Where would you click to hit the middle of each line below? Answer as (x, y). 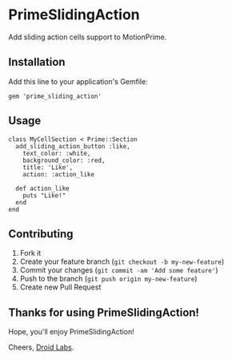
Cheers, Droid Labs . (41, 347)
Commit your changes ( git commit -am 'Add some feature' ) (119, 270)
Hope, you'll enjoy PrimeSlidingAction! (71, 332)
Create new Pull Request (60, 287)
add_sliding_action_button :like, (73, 146)
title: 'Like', (48, 167)
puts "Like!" (44, 195)
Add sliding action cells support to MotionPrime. (88, 37)
